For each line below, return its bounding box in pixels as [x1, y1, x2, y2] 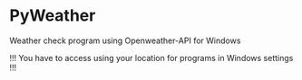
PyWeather [9, 5, 96, 26]
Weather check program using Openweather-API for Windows [9, 35, 241, 46]
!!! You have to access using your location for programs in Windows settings [9, 52, 294, 63]
